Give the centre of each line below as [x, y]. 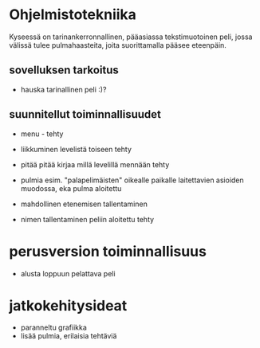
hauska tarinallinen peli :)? [63, 89]
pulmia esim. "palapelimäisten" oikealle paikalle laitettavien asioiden [132, 180]
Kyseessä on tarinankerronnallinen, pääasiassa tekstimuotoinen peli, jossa [131, 37]
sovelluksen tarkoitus [64, 70]
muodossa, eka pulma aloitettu [71, 188]
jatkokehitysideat [68, 305]
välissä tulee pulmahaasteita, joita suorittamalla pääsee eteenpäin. [118, 45]
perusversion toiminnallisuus [108, 251]
